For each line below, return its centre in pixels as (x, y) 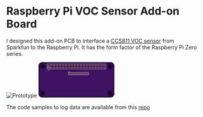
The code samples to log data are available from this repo (78, 107)
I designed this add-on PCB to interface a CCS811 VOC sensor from (90, 41)
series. (15, 53)
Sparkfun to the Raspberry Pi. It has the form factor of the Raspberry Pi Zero (101, 47)
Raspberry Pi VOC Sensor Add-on (93, 11)
